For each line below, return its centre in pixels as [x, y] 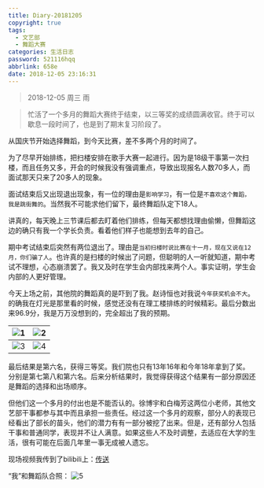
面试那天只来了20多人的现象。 [57, 177]
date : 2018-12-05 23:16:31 [52, 74]
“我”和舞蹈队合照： [39, 475]
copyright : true [35, 23]
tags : [17, 30]
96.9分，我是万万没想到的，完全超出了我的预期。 [94, 312]
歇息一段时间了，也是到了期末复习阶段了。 [96, 124]
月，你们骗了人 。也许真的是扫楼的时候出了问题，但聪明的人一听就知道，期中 [128, 257]
